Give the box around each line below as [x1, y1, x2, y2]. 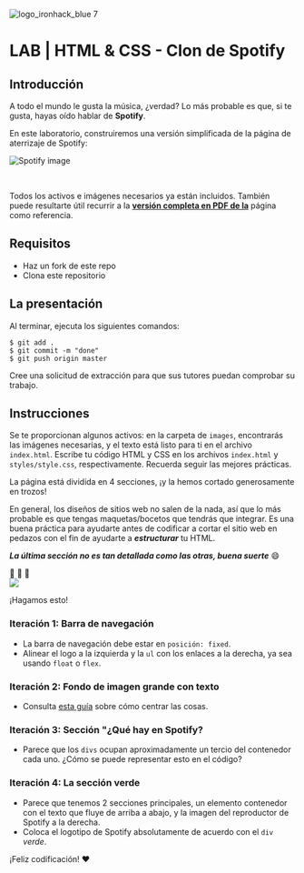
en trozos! [9, 487, 47, 497]
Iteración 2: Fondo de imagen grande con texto [9, 680, 220, 693]
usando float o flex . [22, 657, 102, 668]
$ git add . [9, 337, 54, 347]
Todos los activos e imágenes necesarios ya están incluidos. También [9, 191, 270, 201]
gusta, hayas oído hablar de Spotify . [9, 110, 146, 121]
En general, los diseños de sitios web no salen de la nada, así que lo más [9, 504, 281, 515]
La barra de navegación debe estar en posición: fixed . [22, 637, 231, 649]
